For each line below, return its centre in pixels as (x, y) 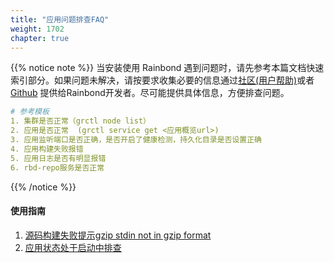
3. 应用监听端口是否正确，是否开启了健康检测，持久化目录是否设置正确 (136, 140)
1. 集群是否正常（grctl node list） (80, 121)
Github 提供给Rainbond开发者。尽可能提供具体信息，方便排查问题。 (150, 93)
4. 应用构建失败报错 (47, 149)
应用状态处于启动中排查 (73, 247)
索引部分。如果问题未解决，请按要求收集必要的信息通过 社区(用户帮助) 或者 (162, 80)
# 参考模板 (30, 112)
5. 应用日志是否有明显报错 (58, 158)
